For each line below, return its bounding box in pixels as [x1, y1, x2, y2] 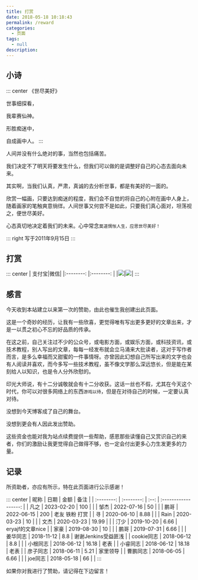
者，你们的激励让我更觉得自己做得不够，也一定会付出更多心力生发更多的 [6, 440, 181, 447]
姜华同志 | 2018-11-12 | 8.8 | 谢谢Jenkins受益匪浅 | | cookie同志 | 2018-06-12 [6, 533, 192, 540]
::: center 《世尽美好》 [6, 87, 61, 94]
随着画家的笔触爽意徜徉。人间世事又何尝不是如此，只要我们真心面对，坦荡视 [6, 202, 192, 209]
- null [11, 42, 28, 48]
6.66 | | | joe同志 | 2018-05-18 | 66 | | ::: [6, 555, 102, 562]
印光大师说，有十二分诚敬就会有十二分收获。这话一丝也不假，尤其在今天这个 [6, 381, 192, 388]
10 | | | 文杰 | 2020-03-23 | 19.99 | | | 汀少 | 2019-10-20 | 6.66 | [25, 518, 178, 525]
